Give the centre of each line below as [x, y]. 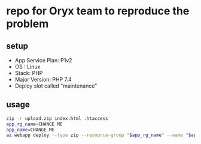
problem [28, 24]
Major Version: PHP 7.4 [43, 79]
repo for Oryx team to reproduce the [98, 11]
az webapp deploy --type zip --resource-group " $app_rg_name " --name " [97, 135]
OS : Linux [28, 67]
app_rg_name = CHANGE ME [34, 124]
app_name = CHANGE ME [31, 130]
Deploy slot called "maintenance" [56, 86]
